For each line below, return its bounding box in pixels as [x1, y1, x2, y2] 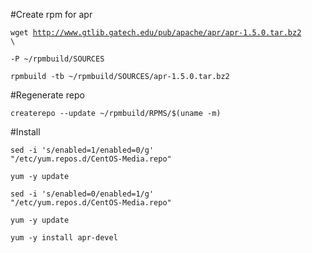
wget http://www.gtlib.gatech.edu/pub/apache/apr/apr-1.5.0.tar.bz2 [10, 28, 302, 38]
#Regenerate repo [10, 89, 85, 101]
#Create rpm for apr [10, 9, 93, 20]
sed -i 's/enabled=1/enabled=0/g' [10, 145, 155, 155]
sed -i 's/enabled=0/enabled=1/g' [10, 189, 155, 199]
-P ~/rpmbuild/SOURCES [10, 54, 105, 64]
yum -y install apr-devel [10, 233, 118, 243]
